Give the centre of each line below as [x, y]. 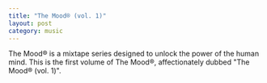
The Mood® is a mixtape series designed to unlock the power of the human [134, 54]
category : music [36, 31]
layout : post [30, 23]
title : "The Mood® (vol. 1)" [57, 16]
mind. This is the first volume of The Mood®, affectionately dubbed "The [129, 62]
